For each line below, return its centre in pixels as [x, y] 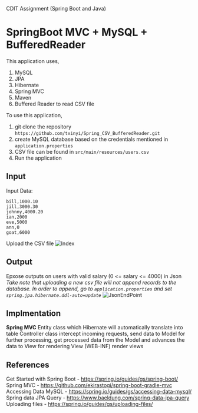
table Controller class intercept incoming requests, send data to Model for [96, 334]
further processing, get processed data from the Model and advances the [95, 340]
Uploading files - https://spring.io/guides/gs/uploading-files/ [80, 404]
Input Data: [19, 190]
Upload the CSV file [30, 243]
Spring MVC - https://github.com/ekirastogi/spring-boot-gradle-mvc [89, 385]
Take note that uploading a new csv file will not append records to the [91, 282]
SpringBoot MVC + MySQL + [77, 32]
